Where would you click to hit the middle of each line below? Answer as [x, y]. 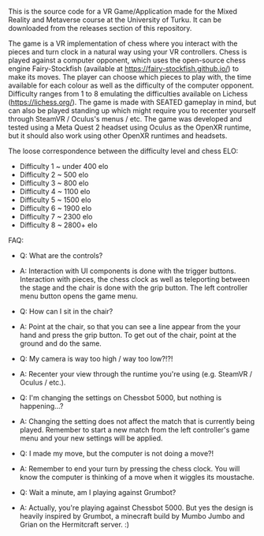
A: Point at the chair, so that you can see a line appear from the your [130, 326]
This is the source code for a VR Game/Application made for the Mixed [123, 11]
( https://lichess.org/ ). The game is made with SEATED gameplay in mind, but [132, 102]
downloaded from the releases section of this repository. [100, 28]
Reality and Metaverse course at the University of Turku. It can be [115, 20]
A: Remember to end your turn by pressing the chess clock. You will [130, 469]
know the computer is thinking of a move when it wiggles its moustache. [137, 477]
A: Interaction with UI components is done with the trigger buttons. [128, 271]
